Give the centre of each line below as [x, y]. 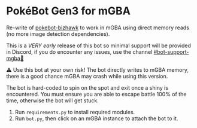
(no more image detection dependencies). [58, 33]
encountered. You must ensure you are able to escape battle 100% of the [96, 94]
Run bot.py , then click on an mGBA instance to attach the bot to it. [96, 118]
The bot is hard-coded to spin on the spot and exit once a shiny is [87, 87]
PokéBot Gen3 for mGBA [68, 11]
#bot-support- [171, 51]
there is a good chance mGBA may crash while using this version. [87, 76]
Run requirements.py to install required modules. [75, 112]
